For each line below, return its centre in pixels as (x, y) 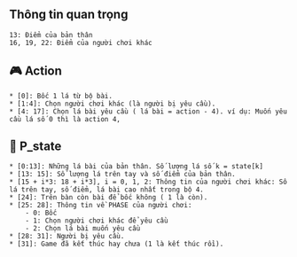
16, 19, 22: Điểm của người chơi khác (81, 43)
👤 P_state (35, 147)
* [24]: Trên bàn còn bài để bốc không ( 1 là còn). (109, 198)
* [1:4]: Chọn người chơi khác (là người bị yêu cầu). (113, 104)
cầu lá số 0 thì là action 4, (65, 119)
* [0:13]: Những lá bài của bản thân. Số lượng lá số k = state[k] (137, 167)
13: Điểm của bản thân (51, 35)
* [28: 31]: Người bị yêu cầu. (67, 237)
